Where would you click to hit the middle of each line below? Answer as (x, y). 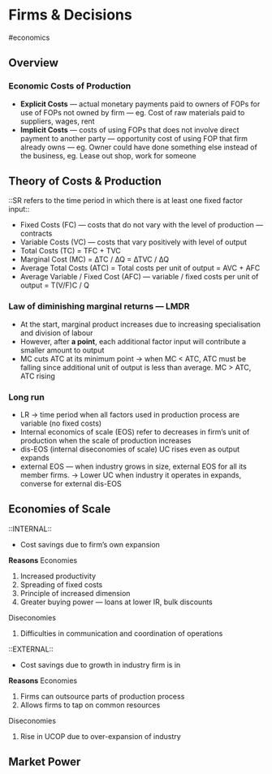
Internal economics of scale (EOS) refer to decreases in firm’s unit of (135, 432)
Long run (26, 397)
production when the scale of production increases (106, 441)
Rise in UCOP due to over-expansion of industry (100, 736)
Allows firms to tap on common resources (90, 705)
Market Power (45, 762)
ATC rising (37, 376)
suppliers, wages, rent (57, 121)
